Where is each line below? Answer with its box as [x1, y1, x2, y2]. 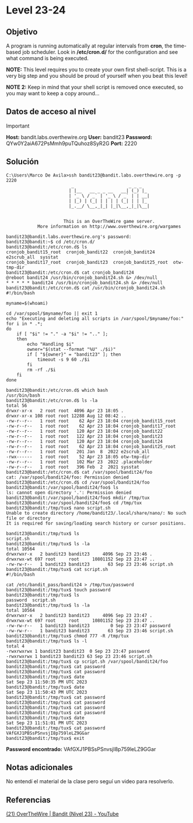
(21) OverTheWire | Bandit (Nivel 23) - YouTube [6, 811, 119, 818]
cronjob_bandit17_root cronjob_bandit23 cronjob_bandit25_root [6, 259, 168, 265]
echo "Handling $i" [27, 341, 75, 347]
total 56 [6, 402, 27, 408]
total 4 [6, 643, 25, 649]
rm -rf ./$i [27, 367, 57, 373]
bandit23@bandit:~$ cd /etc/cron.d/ [6, 239, 95, 245]
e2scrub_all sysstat [6, 254, 59, 260]
